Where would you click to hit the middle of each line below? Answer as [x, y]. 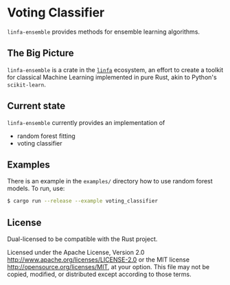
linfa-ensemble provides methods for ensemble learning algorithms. [104, 32]
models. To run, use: [36, 189]
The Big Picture [41, 53]
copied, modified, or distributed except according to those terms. [100, 274]
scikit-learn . [26, 84]
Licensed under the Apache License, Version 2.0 [76, 253]
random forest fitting [46, 136]
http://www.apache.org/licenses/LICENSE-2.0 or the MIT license [99, 260]
